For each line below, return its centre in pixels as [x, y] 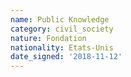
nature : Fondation [48, 38]
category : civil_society [62, 29]
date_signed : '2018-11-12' [66, 57]
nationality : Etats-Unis [62, 47]
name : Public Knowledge [60, 19]
